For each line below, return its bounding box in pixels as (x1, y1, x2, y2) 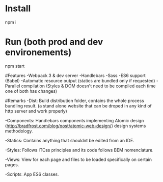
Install (5, 3, 31, 14)
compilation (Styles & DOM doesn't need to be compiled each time (21, 83, 156, 89)
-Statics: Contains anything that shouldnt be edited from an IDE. (5, 137, 135, 143)
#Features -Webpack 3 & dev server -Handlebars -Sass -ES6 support (5, 72, 146, 78)
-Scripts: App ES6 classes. (5, 171, 59, 177)
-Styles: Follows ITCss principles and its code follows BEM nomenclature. (5, 147, 154, 153)
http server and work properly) (5, 108, 67, 114)
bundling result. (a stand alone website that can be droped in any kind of (5, 103, 152, 108)
